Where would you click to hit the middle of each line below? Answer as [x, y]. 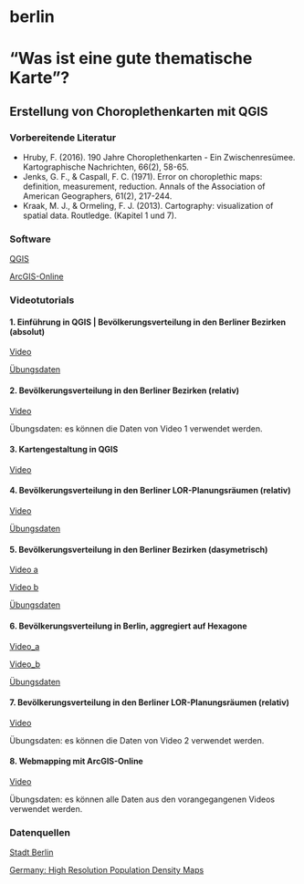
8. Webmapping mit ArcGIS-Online [76, 761]
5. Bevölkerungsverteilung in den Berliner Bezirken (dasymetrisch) [139, 549]
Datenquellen [40, 832]
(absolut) [27, 331]
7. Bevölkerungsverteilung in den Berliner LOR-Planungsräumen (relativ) [150, 702]
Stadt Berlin [31, 853]
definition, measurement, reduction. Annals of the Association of [144, 187]
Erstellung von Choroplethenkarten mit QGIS [139, 111]
